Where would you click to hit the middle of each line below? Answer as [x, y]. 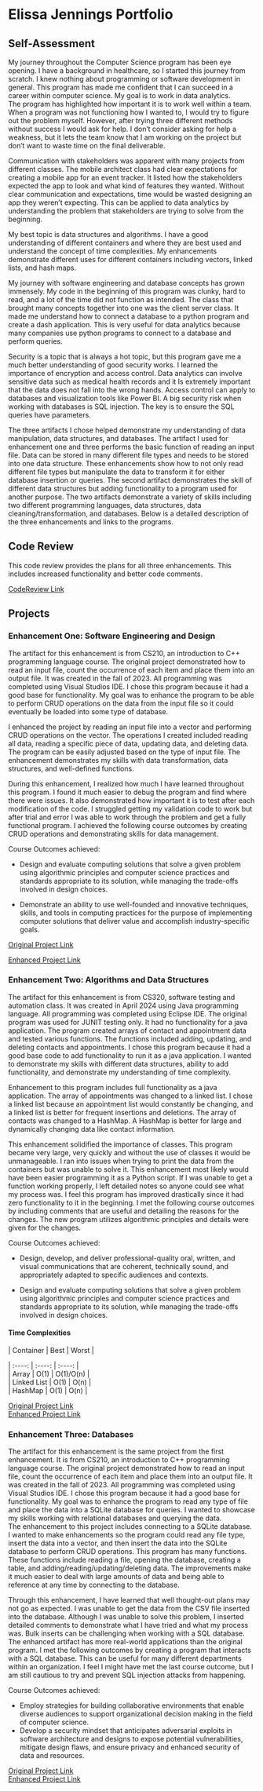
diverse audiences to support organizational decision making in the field [136, 1714]
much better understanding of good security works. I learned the [113, 365]
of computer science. [54, 1722]
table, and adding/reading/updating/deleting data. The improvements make [130, 1568]
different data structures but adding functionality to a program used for [123, 489]
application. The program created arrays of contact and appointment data [128, 1030]
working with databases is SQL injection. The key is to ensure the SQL [121, 407]
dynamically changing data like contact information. [92, 1129]
